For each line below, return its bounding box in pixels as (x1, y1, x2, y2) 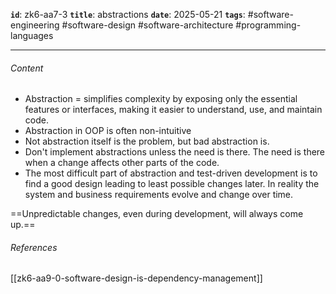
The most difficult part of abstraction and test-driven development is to (24, 167, 318, 179)
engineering (10, 19, 60, 31)
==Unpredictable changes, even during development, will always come (10, 208, 304, 220)
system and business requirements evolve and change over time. (24, 189, 294, 201)
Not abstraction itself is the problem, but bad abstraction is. (24, 135, 270, 148)
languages (10, 30, 54, 41)
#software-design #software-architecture (61, 19, 234, 31)
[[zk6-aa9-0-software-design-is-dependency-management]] (10, 272, 263, 284)
